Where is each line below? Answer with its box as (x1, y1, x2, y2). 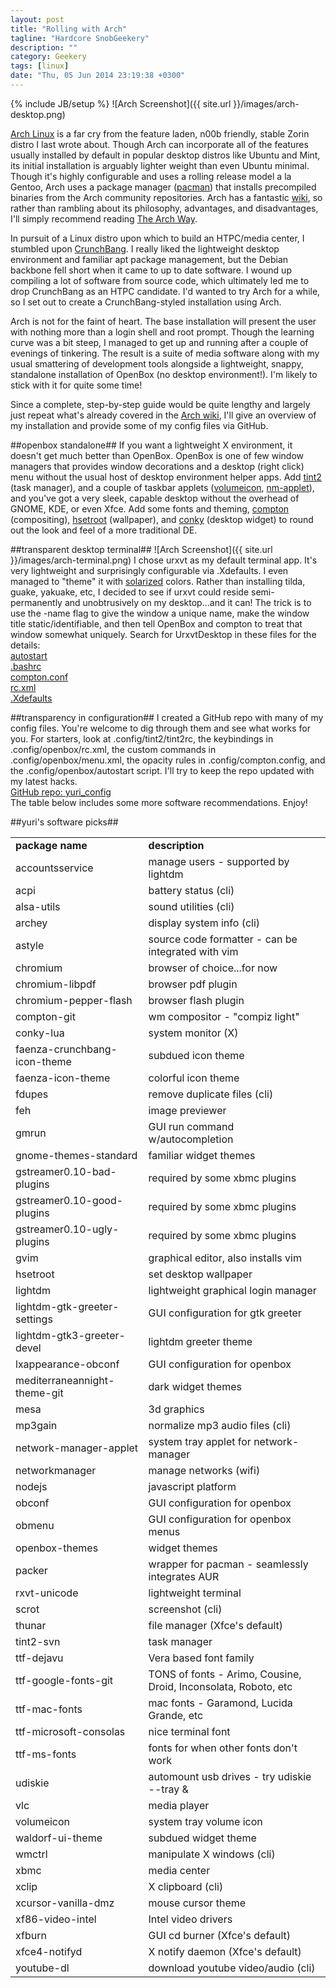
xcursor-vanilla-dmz (15, 1896, 115, 1910)
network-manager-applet (15, 1441, 139, 1455)
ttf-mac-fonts (15, 1702, 83, 1716)
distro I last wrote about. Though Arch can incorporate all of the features (10, 138, 309, 150)
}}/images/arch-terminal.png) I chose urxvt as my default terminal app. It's (10, 554, 318, 566)
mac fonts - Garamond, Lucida (148, 1696, 293, 1710)
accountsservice (15, 861, 94, 875)
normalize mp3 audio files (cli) (148, 1418, 292, 1432)
